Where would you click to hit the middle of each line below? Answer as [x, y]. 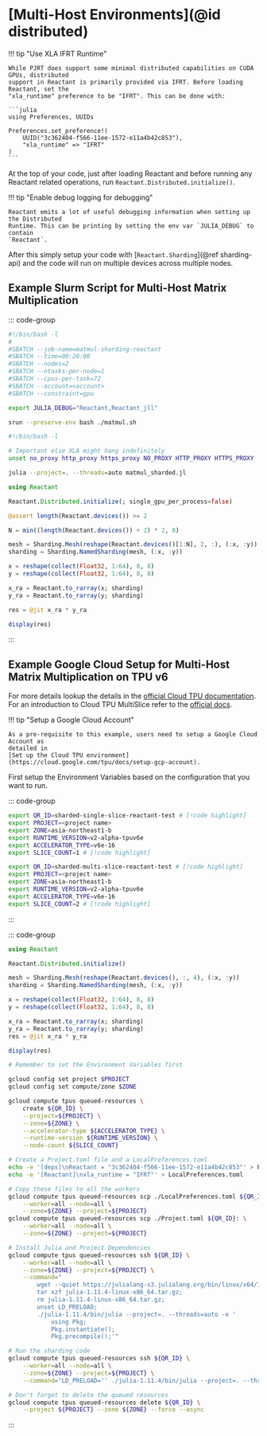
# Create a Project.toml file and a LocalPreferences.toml [108, 1160]
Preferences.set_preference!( [58, 131]
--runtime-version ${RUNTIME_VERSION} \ [90, 1138]
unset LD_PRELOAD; [67, 1307]
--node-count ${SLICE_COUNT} [71, 1145]
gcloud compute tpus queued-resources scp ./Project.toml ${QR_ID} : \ [128, 1219]
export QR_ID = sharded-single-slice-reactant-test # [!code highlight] [128, 816]
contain [21, 232]
